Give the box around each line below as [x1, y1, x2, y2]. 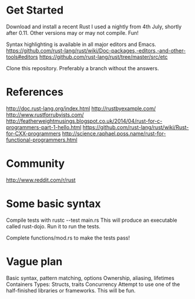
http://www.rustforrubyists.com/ [6, 111, 84, 118]
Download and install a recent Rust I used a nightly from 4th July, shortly [6, 23, 182, 30]
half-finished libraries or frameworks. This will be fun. [6, 287, 136, 294]
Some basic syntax [6, 197, 101, 210]
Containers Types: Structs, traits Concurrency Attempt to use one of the [6, 281, 180, 288]
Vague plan [6, 255, 63, 268]
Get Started [6, 4, 63, 17]
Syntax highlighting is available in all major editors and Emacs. [6, 41, 157, 48]
